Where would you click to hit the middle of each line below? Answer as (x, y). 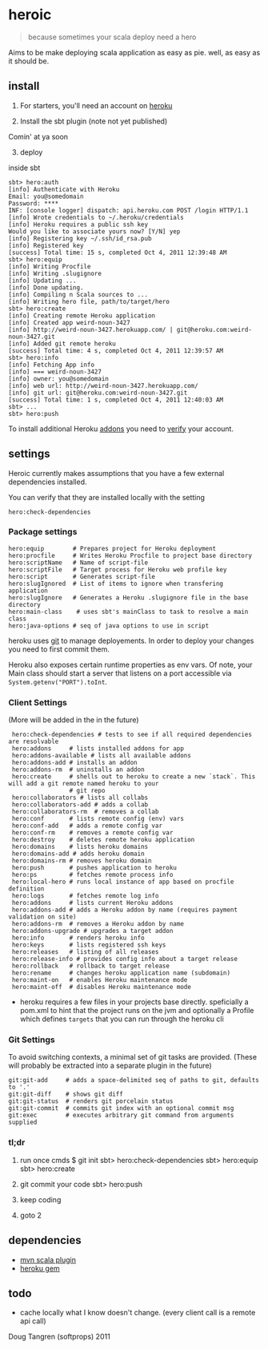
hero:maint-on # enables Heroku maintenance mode (100, 980)
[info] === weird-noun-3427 (55, 372)
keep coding (40, 1199)
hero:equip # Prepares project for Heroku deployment (112, 548)
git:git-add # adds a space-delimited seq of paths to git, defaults (134, 1080)
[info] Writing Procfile (50, 266)
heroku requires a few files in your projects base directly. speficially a (134, 1002)
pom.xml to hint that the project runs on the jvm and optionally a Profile (137, 1011)
